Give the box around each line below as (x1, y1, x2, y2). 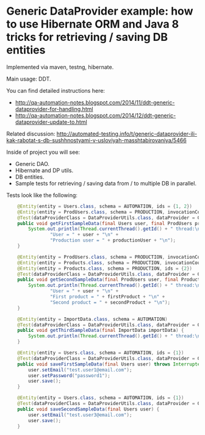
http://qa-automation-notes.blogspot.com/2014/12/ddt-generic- (15, 112, 176, 119)
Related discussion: (6, 130, 56, 137)
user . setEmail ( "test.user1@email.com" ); (28, 367, 132, 373)
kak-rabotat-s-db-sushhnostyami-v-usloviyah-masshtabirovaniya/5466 (6, 136, 187, 144)
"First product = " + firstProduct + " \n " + (49, 294, 165, 300)
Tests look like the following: (6, 191, 78, 199)
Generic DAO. (15, 160, 50, 167)
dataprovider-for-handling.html (15, 105, 93, 112)
